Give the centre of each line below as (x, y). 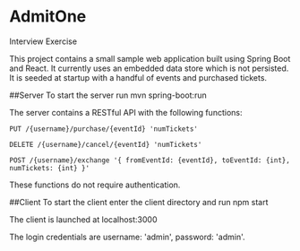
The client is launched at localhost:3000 (83, 219)
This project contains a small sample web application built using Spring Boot (150, 58)
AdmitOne (48, 17)
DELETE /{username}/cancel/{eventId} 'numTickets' (106, 144)
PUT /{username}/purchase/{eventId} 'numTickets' (104, 129)
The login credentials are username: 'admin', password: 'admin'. (127, 237)
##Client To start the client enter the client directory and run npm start (139, 202)
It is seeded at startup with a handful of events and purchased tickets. (138, 77)
